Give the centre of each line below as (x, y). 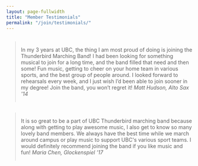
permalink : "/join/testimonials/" (49, 23)
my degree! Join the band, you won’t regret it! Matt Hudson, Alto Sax (105, 88)
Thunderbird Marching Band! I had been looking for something (97, 56)
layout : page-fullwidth (36, 12)
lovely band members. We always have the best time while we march (105, 133)
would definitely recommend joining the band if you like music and (102, 146)
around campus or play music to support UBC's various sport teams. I (106, 140)
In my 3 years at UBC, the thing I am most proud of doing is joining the (106, 50)
